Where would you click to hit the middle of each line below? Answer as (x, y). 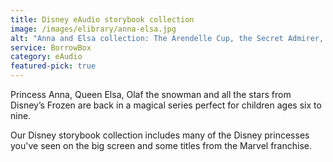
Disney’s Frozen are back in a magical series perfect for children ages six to (166, 105)
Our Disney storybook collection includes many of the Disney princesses (160, 135)
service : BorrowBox (51, 47)
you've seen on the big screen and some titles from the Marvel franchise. (161, 145)
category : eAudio (46, 57)
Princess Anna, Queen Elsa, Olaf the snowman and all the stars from (151, 94)
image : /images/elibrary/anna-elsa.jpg (93, 29)
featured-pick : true (53, 66)
